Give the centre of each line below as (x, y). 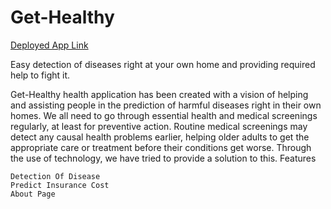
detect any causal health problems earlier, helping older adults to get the (160, 137)
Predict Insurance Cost (60, 185)
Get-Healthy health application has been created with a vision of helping (159, 94)
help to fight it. (40, 75)
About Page (33, 194)
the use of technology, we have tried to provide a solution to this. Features (163, 158)
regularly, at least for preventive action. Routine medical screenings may (159, 126)
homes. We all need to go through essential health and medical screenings (164, 115)
